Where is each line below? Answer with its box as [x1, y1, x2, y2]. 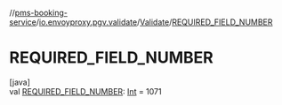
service [9, 17, 37, 27]
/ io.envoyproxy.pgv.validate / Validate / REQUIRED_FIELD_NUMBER [36, 17, 273, 27]
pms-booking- [14, 8, 68, 18]
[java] [9, 77, 31, 87]
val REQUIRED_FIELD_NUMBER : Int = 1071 [9, 86, 162, 96]
